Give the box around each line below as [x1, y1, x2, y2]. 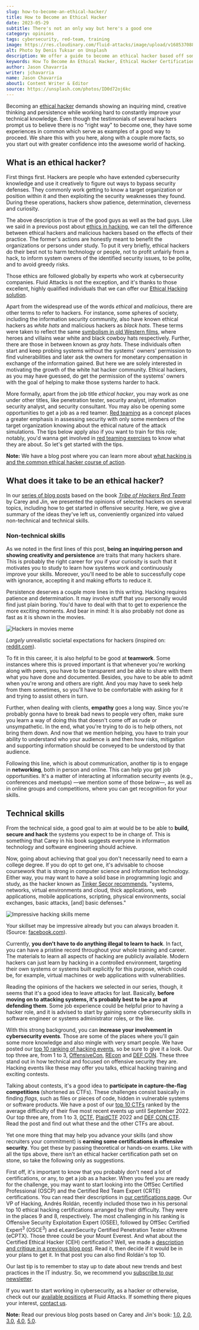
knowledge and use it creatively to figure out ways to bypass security [6, 180, 176, 187]
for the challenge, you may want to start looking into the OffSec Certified [6, 1181, 184, 1188]
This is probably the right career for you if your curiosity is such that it [6, 557, 177, 565]
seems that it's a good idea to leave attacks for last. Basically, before [6, 989, 175, 996]
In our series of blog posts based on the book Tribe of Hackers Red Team [6, 491, 185, 498]
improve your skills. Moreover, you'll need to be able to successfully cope [6, 570, 185, 578]
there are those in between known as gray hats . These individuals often [6, 340, 181, 348]
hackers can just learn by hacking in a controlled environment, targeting [6, 959, 182, 966]
